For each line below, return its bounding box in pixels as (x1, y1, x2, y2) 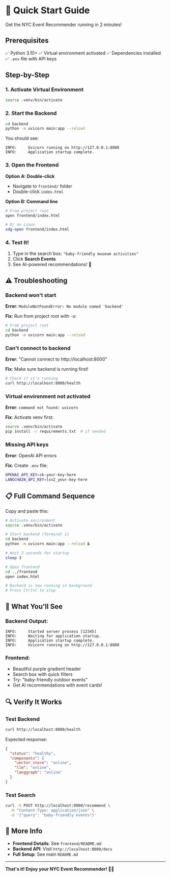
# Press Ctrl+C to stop (5, 588, 56, 593)
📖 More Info (5, 827, 43, 836)
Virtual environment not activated (5, 393, 91, 400)
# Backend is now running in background (5, 583, 93, 588)
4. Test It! (5, 239, 30, 246)
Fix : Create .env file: (5, 462, 48, 469)
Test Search (5, 791, 36, 798)
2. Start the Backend (5, 110, 57, 117)
